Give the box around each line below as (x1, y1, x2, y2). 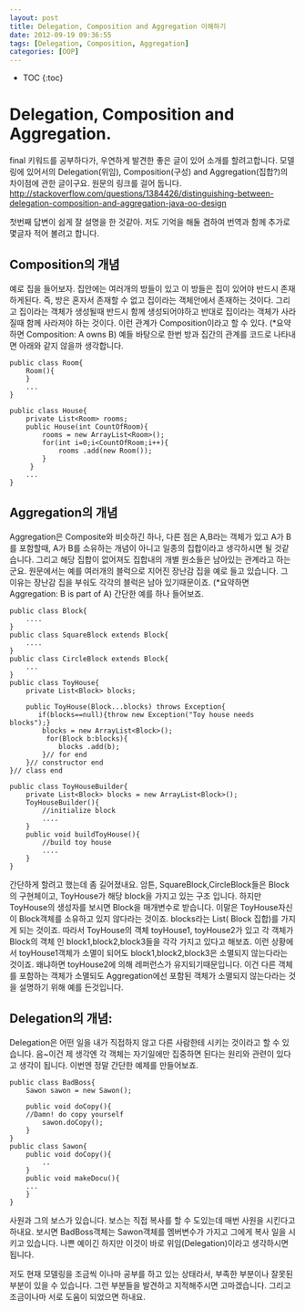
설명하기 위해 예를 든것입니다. (18, 982, 125, 993)
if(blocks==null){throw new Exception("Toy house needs (37, 710, 255, 719)
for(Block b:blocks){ (46, 734, 128, 744)
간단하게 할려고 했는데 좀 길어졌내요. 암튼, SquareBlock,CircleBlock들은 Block (9, 879, 290, 890)
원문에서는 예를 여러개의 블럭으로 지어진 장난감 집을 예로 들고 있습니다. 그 (28, 565, 289, 576)
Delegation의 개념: (9, 1011, 113, 1026)
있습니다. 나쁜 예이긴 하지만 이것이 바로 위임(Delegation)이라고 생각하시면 (25, 1237, 290, 1248)
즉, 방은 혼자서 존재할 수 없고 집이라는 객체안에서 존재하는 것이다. (43, 294, 274, 306)
